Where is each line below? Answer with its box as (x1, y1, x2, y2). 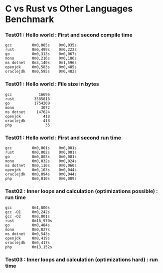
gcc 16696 (5, 92, 50, 97)
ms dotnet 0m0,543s (5, 231, 50, 236)
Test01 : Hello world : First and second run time (5, 134, 121, 141)
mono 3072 (5, 105, 50, 110)
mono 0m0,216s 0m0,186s (5, 56, 77, 61)
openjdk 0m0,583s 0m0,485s (5, 64, 77, 70)
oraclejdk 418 (5, 118, 50, 123)
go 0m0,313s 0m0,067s (5, 51, 77, 56)
